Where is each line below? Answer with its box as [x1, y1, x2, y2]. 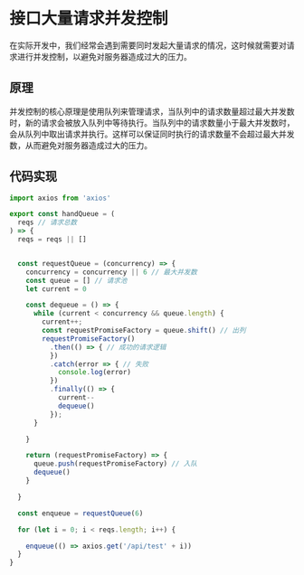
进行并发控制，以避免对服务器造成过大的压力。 [16, 51, 192, 61]
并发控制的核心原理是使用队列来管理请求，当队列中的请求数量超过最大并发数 [9, 106, 295, 117]
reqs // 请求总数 [17, 218, 78, 227]
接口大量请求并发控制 [9, 8, 169, 29]
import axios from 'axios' [9, 193, 111, 203]
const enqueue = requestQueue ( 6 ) [17, 508, 144, 518]
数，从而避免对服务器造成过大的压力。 [9, 139, 152, 150]
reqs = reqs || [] [17, 235, 88, 244]
